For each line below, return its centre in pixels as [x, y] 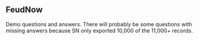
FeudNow [24, 10]
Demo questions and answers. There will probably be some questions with [99, 24]
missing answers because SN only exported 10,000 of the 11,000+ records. [99, 30]
